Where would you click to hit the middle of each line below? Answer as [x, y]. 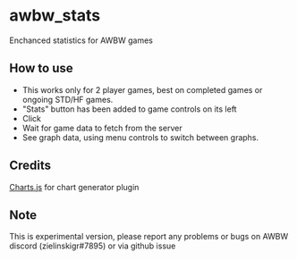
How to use [41, 68]
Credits [30, 166]
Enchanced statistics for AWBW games [81, 40]
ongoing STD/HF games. [68, 99]
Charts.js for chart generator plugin [74, 187]
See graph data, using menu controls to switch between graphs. [140, 137]
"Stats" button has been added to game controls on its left [129, 109]
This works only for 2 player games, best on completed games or [142, 89]
